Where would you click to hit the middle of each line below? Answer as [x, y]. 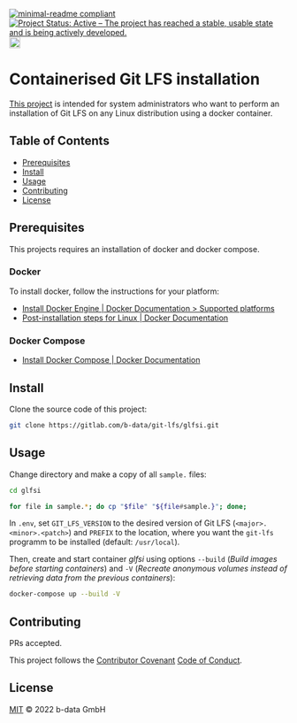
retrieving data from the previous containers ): [92, 578]
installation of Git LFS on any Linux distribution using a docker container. [141, 113]
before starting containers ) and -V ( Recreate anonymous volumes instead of [148, 569]
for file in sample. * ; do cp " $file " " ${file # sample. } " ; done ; [128, 506]
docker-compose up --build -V [65, 594]
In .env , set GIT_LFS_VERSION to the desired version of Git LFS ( [122, 523]
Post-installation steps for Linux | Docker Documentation [125, 318]
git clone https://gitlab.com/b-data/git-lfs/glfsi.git [114, 425]
